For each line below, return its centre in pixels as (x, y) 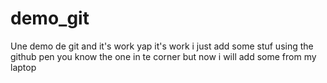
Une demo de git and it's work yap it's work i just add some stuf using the (162, 46)
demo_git (50, 18)
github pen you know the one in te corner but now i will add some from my (163, 56)
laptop (23, 67)
